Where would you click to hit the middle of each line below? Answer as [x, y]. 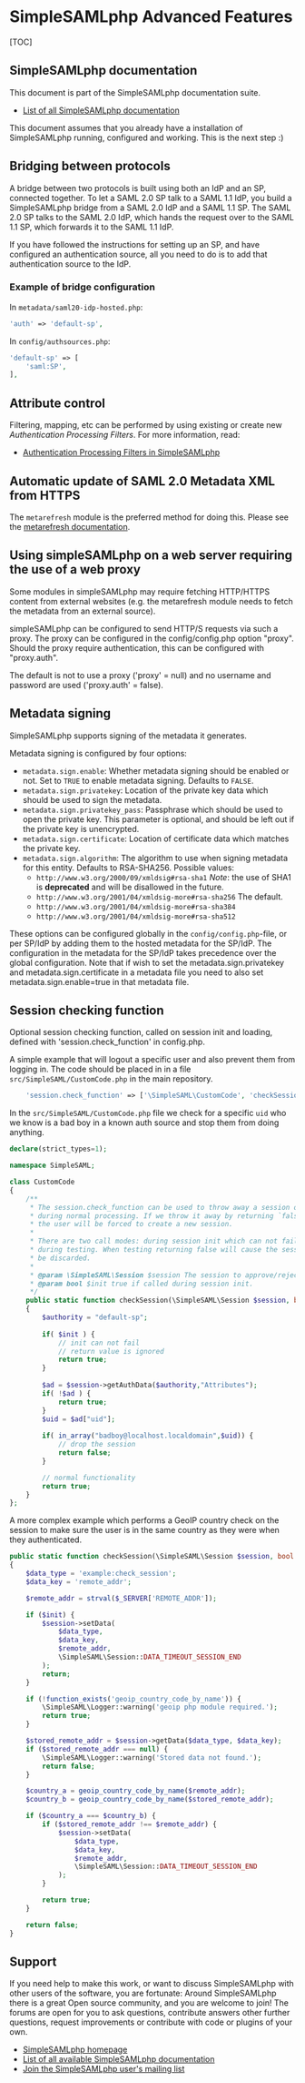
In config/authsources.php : [60, 341]
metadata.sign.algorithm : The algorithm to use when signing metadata [155, 858]
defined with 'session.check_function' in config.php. [108, 1042]
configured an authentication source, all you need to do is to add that [138, 254]
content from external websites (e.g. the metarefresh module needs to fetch [151, 601]
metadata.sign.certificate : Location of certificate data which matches [156, 838]
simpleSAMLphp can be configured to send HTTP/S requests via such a [144, 628]
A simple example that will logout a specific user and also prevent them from [152, 1060]
